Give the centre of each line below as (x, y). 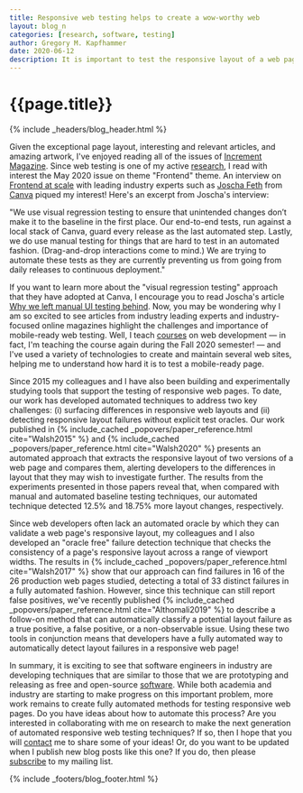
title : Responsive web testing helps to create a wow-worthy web (134, 18)
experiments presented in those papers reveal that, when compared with (144, 486)
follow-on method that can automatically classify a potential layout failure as (151, 619)
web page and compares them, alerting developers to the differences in (142, 467)
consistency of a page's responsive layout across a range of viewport (139, 552)
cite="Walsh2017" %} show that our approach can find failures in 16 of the (147, 571)
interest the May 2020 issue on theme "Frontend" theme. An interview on (145, 175)
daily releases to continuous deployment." (87, 269)
